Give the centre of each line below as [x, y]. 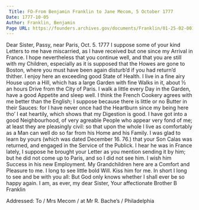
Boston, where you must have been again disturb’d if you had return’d [91, 70]
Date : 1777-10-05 [28, 17]
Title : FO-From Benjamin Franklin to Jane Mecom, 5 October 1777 [91, 12]
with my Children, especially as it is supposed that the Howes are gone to [96, 64]
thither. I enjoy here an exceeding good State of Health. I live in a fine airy [96, 76]
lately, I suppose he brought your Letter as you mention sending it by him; [96, 152]
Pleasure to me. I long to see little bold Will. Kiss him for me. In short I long [97, 171]
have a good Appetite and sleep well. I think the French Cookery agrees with [99, 95]
